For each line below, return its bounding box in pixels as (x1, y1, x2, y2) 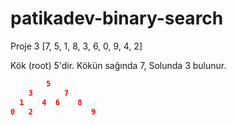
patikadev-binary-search (10, 7, 224, 30)
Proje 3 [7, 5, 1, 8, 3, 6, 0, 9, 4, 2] (10, 40, 143, 52)
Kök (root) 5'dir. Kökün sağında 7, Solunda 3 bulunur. (10, 59, 227, 71)
